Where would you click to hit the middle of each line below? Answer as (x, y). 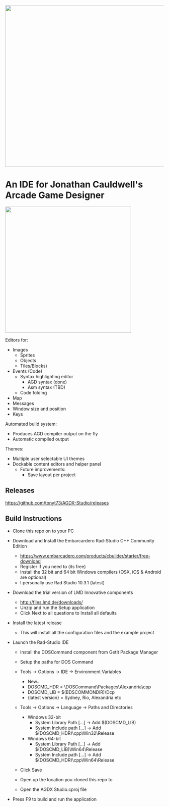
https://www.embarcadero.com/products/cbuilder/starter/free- (85, 556)
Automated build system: (31, 424)
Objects (28, 360)
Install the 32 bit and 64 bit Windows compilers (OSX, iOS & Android (91, 572)
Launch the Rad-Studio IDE (40, 642)
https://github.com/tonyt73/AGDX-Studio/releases (57, 502)
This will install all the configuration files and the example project (87, 632)
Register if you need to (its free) (53, 566)
